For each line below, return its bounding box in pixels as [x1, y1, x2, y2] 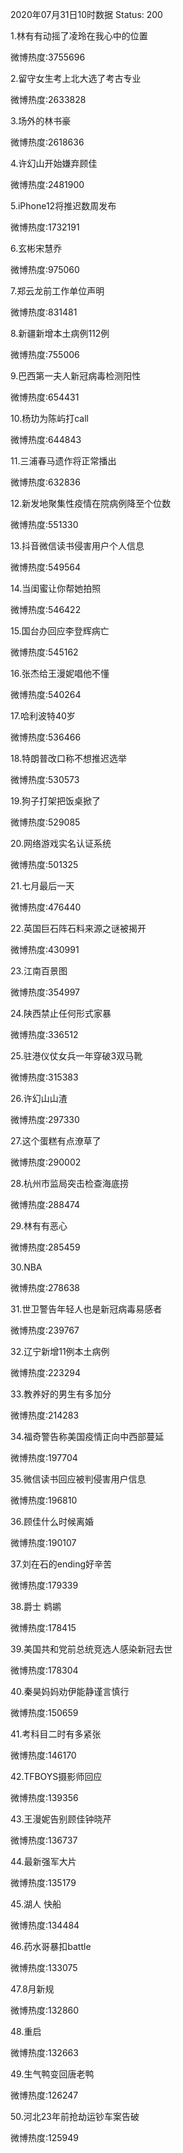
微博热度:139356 [10, 1792, 79, 1803]
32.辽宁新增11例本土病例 [10, 1346, 110, 1357]
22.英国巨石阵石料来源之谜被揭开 [10, 923, 147, 934]
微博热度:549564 [10, 561, 82, 573]
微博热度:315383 [10, 1071, 79, 1083]
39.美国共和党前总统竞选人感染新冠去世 [10, 1643, 173, 1655]
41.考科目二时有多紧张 [10, 1728, 102, 1740]
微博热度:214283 [10, 1409, 80, 1421]
